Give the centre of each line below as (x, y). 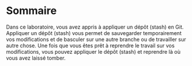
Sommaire (31, 11)
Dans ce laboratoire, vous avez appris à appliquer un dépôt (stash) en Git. (95, 27)
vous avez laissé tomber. (36, 58)
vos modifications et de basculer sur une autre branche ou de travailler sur (96, 39)
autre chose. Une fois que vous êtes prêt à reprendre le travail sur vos (90, 46)
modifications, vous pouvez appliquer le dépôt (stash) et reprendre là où (93, 51)
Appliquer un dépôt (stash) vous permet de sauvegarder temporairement (94, 33)
